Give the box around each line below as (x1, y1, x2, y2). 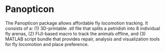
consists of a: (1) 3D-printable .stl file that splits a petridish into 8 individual (5, 25, 160, 31)
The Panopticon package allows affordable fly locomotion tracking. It (5, 20, 148, 26)
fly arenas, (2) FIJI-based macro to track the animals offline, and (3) (5, 30, 146, 36)
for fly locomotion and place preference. (5, 41, 89, 47)
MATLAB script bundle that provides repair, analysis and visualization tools (5, 36, 160, 42)
